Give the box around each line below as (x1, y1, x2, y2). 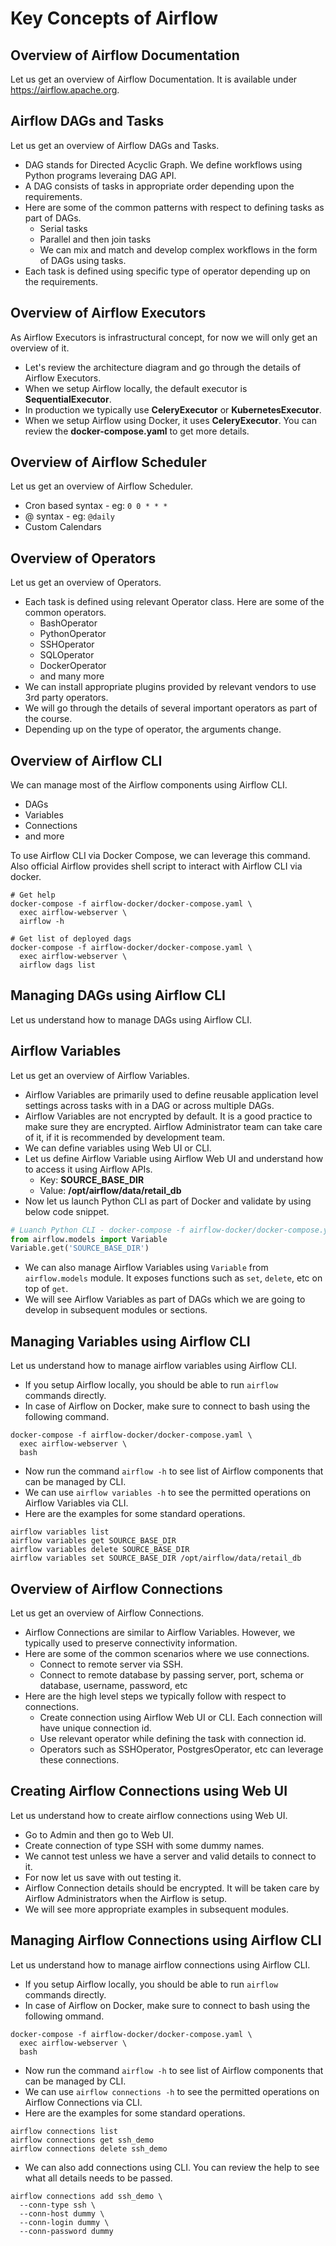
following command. (24, 1411, 110, 1423)
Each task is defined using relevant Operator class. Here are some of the (24, 596, 325, 608)
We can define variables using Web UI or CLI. (24, 1142, 212, 1154)
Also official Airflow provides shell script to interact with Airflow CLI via (10, 860, 303, 872)
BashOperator (39, 617, 98, 629)
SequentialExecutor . (24, 393, 112, 405)
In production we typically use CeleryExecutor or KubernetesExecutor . (24, 403, 322, 416)
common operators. (24, 607, 107, 619)
